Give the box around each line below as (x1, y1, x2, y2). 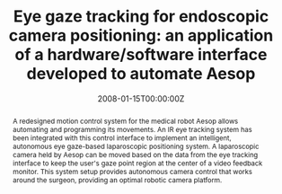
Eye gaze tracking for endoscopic (13, 6, 269, 27)
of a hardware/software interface (14, 45, 268, 65)
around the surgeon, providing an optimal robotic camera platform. (12, 175, 223, 185)
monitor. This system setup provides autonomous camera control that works (12, 166, 252, 176)
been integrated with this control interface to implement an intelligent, (12, 133, 232, 143)
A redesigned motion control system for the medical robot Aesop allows (12, 116, 239, 126)
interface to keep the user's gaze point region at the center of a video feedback (12, 158, 263, 168)
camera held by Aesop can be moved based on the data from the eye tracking (12, 150, 259, 159)
